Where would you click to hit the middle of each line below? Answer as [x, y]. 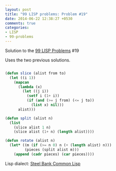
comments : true [20, 23]
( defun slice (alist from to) [36, 73]
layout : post [18, 9]
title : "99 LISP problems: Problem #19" [47, 14]
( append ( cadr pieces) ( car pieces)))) [54, 154]
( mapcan [21, 82]
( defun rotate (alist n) [30, 141]
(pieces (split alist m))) [52, 150]
